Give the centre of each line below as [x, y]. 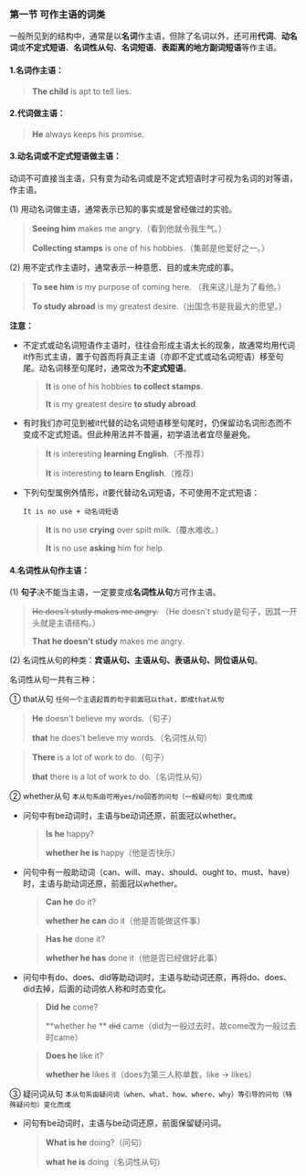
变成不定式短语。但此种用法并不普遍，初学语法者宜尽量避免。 [139, 434]
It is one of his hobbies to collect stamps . [124, 386]
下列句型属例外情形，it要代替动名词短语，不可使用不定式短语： [141, 492]
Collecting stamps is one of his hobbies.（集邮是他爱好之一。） [151, 248]
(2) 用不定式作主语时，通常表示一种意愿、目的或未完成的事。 [124, 267]
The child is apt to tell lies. [81, 91]
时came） [64, 1037]
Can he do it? [71, 902]
